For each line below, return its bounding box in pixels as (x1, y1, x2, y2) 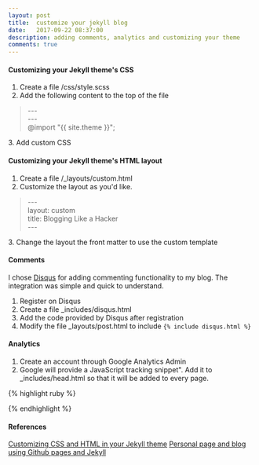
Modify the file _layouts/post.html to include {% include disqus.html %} (19, 321, 252, 331)
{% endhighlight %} (8, 404, 72, 413)
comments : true (8, 41, 58, 49)
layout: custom (27, 205, 76, 214)
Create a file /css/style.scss (19, 82, 110, 92)
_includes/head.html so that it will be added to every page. (19, 373, 210, 383)
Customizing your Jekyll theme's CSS (8, 64, 134, 75)
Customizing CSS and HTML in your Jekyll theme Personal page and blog (8, 439, 246, 449)
